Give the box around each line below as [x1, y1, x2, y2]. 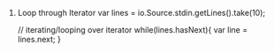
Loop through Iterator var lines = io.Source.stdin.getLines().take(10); [17, 8, 266, 18]
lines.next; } [17, 34, 62, 44]
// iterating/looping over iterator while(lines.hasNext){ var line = [17, 25, 248, 34]
